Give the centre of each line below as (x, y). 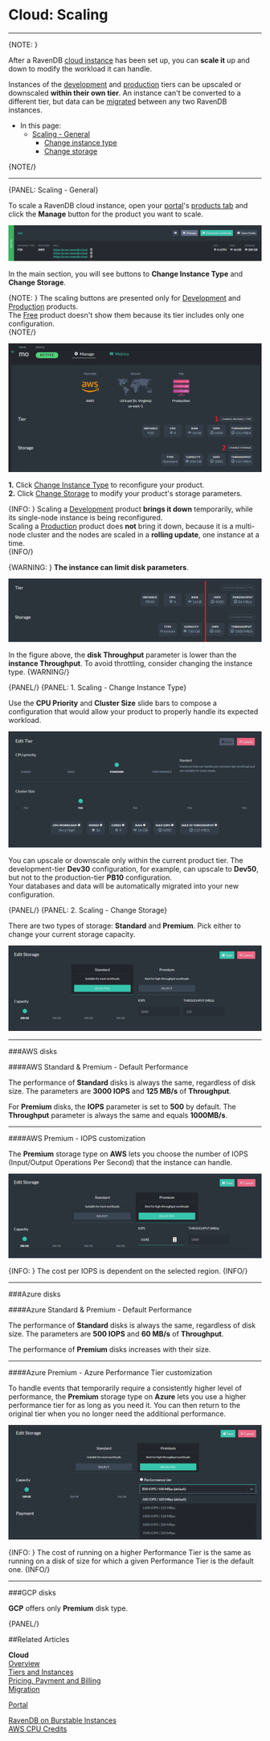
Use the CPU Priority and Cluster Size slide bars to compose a (112, 703)
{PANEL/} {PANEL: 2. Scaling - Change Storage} (88, 910)
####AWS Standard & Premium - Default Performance (98, 1066)
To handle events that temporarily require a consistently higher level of (125, 1388)
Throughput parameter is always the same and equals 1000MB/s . (118, 1115)
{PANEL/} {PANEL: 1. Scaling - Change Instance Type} (98, 688)
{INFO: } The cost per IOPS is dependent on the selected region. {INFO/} (128, 1271)
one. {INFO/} (29, 1570)
